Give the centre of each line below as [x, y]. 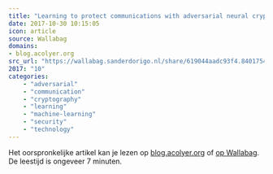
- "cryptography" [52, 99]
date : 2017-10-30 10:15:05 [54, 24]
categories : [28, 76]
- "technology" [49, 129]
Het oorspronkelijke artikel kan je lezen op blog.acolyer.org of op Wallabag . [134, 152]
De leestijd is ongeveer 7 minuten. [65, 161]
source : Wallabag [38, 39]
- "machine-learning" [59, 115]
